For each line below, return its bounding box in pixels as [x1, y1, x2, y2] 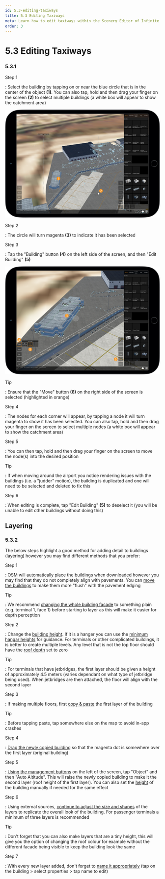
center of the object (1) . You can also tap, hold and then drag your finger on [5, 89, 158, 95]
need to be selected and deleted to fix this [5, 483, 91, 489]
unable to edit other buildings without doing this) [5, 507, 104, 513]
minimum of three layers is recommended [5, 814, 89, 820]
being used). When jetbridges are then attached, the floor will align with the [5, 677, 158, 682]
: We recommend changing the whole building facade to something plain [5, 601, 152, 607]
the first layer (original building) [5, 750, 69, 756]
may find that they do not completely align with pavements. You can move [5, 577, 155, 583]
